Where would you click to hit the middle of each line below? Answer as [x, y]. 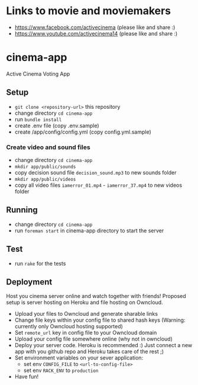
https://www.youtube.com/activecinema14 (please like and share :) [96, 33]
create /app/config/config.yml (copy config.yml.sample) [83, 132]
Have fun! [27, 377]
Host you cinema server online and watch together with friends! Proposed [96, 296]
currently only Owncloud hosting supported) [69, 326]
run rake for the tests [40, 263]
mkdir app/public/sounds [45, 167]
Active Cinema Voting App [38, 74]
